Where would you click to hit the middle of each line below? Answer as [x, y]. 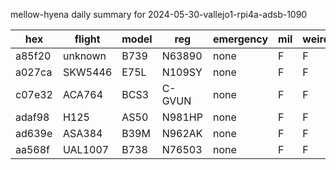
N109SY [182, 72]
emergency [240, 39]
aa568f [33, 149]
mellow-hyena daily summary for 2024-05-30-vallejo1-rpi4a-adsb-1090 [159, 14]
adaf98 [32, 117]
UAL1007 [86, 149]
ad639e [34, 133]
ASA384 [82, 133]
